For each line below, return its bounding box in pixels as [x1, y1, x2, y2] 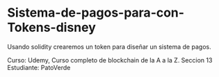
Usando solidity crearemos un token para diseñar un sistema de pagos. [7, 42, 211, 51]
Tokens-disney [7, 19, 96, 35]
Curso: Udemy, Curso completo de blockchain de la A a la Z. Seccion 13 [7, 55, 213, 64]
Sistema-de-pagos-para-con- [7, 5, 185, 21]
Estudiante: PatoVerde [7, 63, 71, 71]
